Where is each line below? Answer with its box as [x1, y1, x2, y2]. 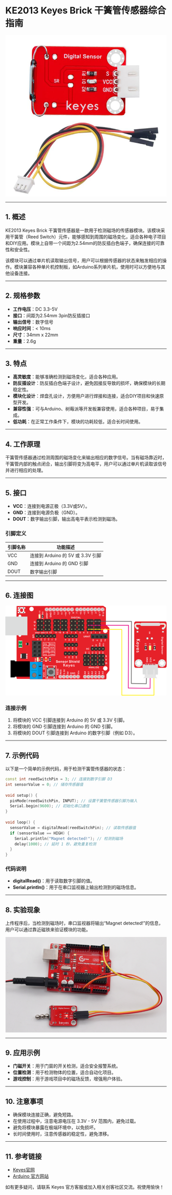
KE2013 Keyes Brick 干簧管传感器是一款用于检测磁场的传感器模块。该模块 [5, 227, 161, 233]
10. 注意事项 [5, 1097, 44, 1106]
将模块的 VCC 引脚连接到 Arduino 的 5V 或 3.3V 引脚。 [12, 717, 127, 723]
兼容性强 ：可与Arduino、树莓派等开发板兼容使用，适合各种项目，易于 [12, 406, 160, 412]
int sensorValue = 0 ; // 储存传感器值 [5, 782, 83, 787]
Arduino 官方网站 [12, 1173, 49, 1179]
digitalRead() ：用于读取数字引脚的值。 [12, 878, 95, 884]
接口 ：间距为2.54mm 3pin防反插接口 [12, 312, 91, 318]
